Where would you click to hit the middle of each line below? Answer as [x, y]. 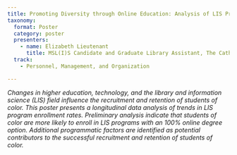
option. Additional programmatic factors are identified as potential [104, 130]
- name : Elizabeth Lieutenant [65, 46]
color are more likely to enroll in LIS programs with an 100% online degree [115, 122]
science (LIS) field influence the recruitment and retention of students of [113, 100]
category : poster [39, 33]
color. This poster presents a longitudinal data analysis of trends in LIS [110, 107]
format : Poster [36, 27]
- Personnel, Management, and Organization [85, 66]
